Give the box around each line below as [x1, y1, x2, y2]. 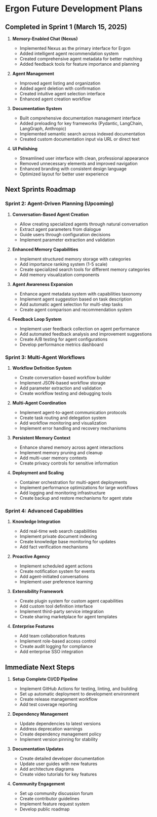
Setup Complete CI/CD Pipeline [12, 676, 78, 682]
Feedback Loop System [12, 316, 62, 322]
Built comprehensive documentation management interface [19, 115, 141, 121]
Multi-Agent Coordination [12, 400, 67, 406]
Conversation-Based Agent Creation [12, 211, 89, 217]
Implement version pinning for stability [19, 736, 98, 742]
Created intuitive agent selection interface [19, 91, 105, 96]
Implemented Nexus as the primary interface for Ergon [19, 45, 131, 51]
